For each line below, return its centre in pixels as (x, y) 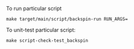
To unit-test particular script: (41, 30)
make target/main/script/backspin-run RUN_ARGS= (67, 19)
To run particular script (34, 8)
